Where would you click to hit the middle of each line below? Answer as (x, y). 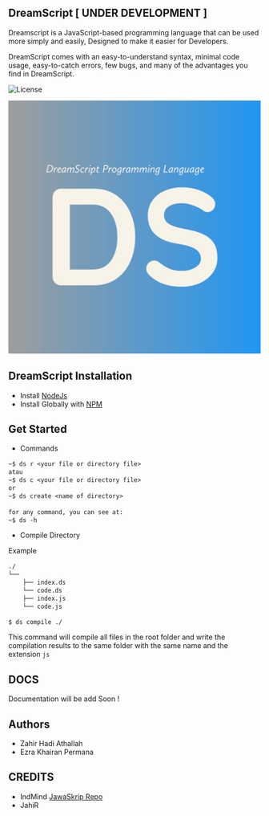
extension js (29, 655)
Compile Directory (50, 535)
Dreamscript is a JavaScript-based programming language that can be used (134, 32)
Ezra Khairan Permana (57, 752)
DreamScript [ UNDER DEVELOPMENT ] (108, 13)
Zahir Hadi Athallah (51, 744)
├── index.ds (44, 583)
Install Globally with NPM (61, 404)
